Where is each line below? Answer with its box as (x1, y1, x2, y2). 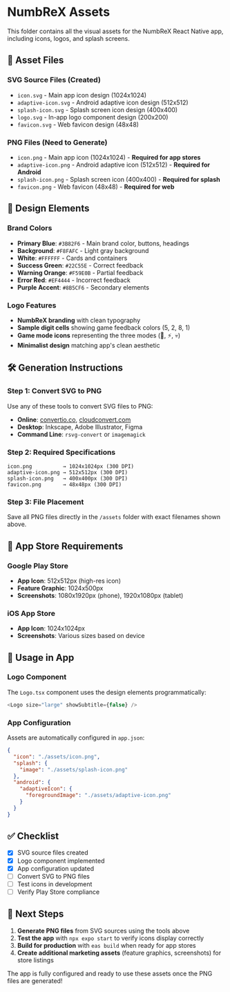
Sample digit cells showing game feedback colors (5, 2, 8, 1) (17, 323, 191, 332)
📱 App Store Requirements (7, 540, 124, 552)
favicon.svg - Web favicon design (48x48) (17, 120, 140, 129)
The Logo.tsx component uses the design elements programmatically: (7, 688, 207, 696)
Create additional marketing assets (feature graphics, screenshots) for (17, 948, 222, 957)
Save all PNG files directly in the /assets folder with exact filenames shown (7, 513, 221, 521)
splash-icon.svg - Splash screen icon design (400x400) (17, 105, 178, 114)
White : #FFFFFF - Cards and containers (17, 254, 128, 262)
